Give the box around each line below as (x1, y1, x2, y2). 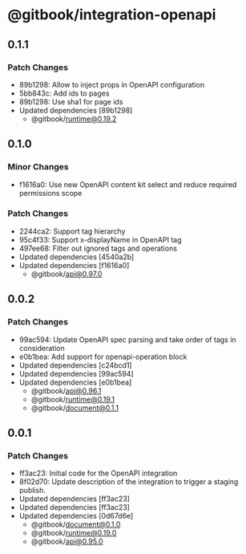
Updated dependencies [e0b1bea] (18, 377, 132, 387)
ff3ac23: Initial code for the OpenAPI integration (18, 468, 178, 479)
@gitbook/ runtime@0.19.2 (30, 114, 117, 124)
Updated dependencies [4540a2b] (18, 251, 135, 262)
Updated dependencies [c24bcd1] (18, 360, 133, 370)
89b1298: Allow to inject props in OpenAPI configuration (18, 79, 205, 89)
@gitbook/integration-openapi (7, 6, 216, 24)
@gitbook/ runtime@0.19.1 (30, 394, 115, 404)
